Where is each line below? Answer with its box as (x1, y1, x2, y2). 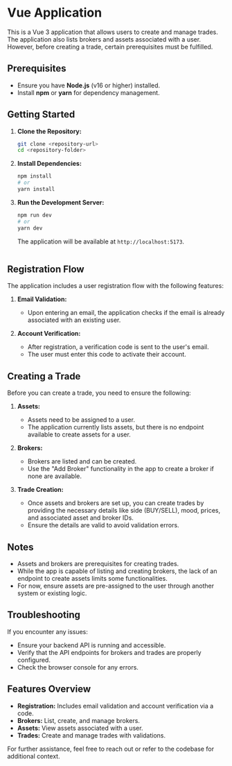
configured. (17, 656, 51, 664)
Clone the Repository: (17, 127, 82, 135)
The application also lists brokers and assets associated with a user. (7, 35, 202, 43)
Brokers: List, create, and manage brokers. (17, 716, 141, 724)
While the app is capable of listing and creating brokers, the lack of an (17, 567, 217, 575)
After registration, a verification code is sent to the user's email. (27, 343, 209, 351)
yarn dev (17, 224, 43, 232)
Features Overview (7, 683, 91, 695)
